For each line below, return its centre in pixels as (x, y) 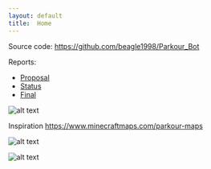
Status (30, 86)
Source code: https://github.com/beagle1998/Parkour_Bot (104, 46)
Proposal (34, 77)
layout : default (35, 16)
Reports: (22, 62)
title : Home (30, 23)
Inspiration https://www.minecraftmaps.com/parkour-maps (105, 126)
